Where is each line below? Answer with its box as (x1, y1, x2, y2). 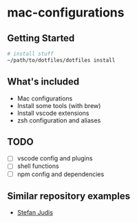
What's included (7, 76, 80, 87)
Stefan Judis (17, 209, 54, 217)
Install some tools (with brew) (17, 101, 101, 109)
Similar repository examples (7, 190, 131, 202)
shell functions (17, 162, 60, 170)
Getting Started (7, 32, 75, 44)
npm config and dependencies (17, 170, 105, 178)
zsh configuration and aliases (17, 116, 101, 125)
